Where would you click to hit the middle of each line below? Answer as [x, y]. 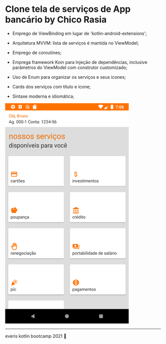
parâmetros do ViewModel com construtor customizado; [70, 67]
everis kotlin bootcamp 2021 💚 [36, 336]
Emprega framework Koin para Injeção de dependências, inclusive [80, 62]
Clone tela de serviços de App [68, 9]
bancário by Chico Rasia [56, 20]
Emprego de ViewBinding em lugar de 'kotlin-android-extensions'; [80, 33]
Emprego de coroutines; [37, 53]
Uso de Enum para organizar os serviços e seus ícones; [69, 77]
